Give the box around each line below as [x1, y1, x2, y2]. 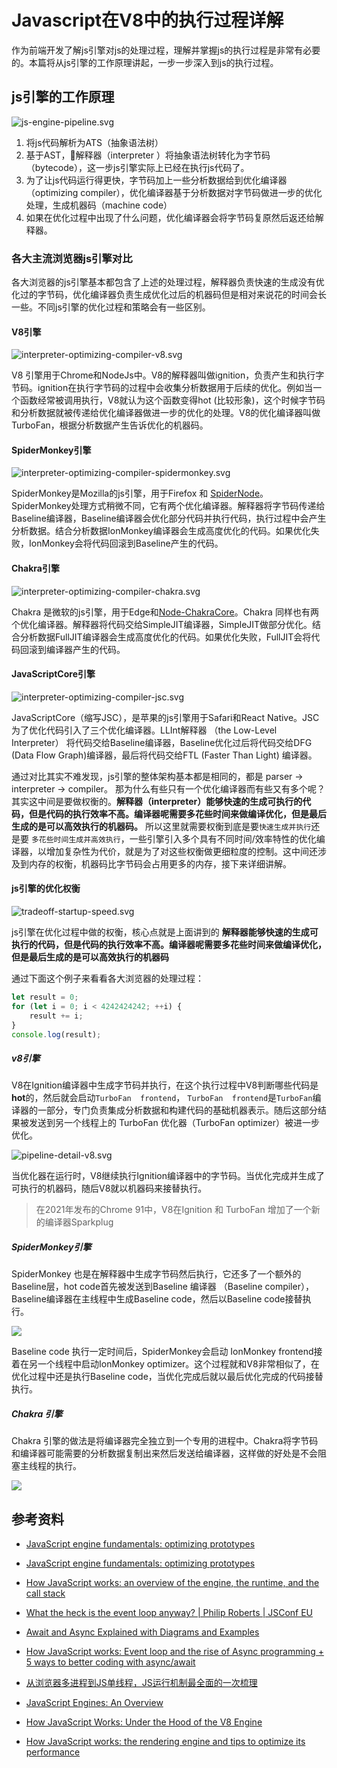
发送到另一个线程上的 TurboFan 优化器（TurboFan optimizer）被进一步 [28, 1117, 320, 1129]
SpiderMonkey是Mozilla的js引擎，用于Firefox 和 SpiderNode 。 [11, 487, 269, 500]
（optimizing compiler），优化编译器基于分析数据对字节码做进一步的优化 [25, 186, 323, 198]
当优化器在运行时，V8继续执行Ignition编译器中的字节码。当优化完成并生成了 [11, 1170, 325, 1182]
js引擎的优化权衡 [11, 882, 81, 895]
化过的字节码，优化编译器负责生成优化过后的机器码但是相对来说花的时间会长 [11, 289, 327, 301]
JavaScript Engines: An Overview [25, 1697, 164, 1709]
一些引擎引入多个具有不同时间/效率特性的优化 [129, 832, 317, 845]
